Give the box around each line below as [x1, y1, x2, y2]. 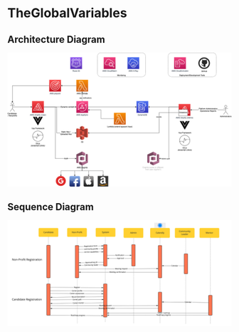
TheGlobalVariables [7, 5, 127, 21]
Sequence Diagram [7, 201, 94, 213]
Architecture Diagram [7, 33, 105, 46]
